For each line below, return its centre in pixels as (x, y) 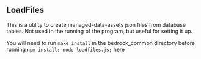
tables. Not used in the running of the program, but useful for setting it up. (100, 31)
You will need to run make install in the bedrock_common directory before (101, 43)
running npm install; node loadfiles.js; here (66, 49)
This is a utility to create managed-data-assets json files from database (96, 24)
